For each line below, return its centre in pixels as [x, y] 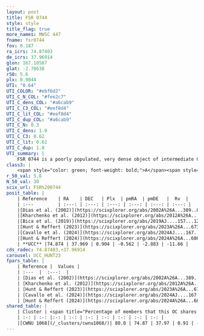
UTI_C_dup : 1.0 [25, 148]
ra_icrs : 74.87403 [29, 52]
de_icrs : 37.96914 [29, 57]
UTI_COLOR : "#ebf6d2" [34, 91]
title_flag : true [28, 29]
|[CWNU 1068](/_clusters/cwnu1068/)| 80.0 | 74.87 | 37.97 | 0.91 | [106, 323]
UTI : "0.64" [21, 86]
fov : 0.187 [20, 46]
